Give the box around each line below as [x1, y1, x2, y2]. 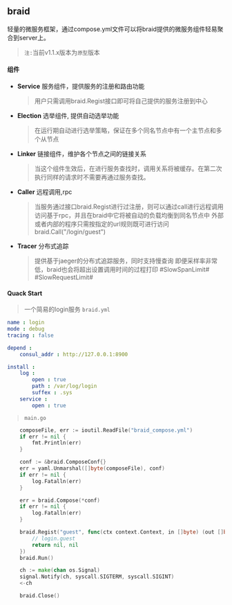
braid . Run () [19, 554, 54, 561]
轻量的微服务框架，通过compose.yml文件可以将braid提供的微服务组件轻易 [7, 24, 217, 33]
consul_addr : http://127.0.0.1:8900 [19, 351, 128, 358]
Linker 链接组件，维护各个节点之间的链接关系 [17, 150, 147, 158]
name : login [7, 319, 45, 326]
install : [7, 363, 36, 370]
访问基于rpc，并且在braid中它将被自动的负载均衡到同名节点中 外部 [34, 211, 224, 220]
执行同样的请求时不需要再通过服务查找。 [34, 173, 150, 182]
